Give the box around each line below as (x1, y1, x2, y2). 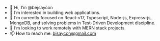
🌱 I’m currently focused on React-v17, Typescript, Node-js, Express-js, (9, 15, 152, 20)
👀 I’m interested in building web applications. (9, 10, 101, 15)
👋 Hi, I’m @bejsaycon (9, 5, 53, 10)
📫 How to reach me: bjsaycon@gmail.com (9, 30, 97, 36)
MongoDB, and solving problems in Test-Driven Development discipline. (9, 20, 156, 26)
